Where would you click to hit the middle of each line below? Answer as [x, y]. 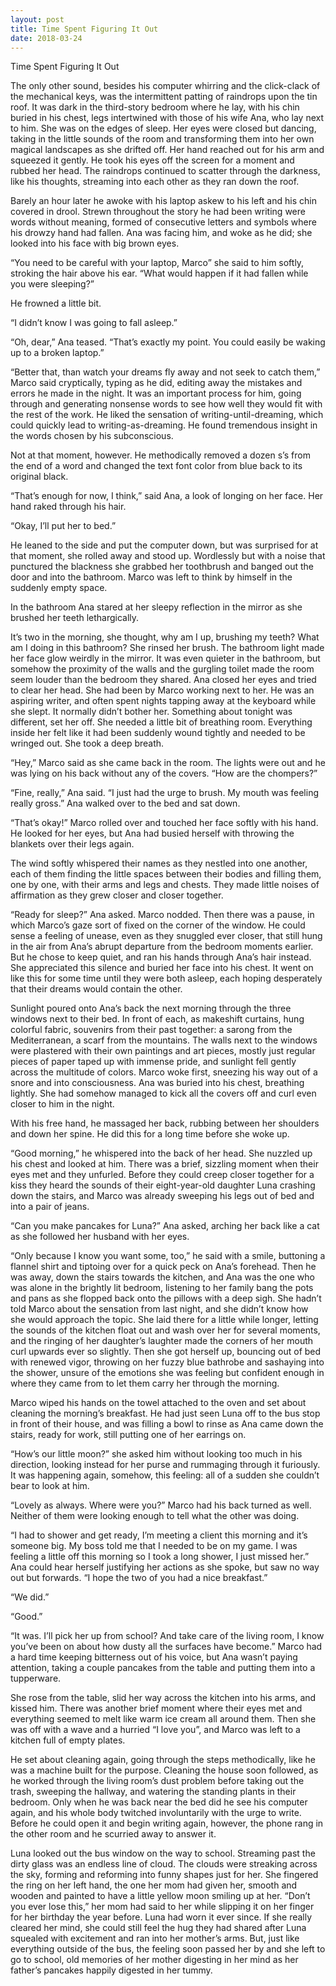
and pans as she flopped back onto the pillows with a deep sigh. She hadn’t [166, 1298]
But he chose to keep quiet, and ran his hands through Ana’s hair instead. [161, 957]
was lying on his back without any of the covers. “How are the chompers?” [164, 773]
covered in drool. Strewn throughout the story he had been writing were [158, 212]
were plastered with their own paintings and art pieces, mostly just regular [163, 1051]
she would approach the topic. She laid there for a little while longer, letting [164, 1320]
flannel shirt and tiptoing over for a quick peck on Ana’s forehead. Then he [163, 1267]
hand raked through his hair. [68, 507]
